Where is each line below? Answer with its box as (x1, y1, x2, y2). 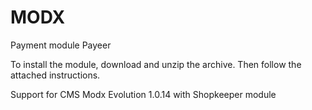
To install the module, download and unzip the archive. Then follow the (10, 58, 302, 70)
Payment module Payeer (10, 39, 112, 51)
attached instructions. (10, 69, 101, 81)
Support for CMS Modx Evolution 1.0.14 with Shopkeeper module (10, 88, 277, 100)
